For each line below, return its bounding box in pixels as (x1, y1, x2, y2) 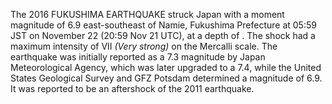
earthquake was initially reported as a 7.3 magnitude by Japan (10, 51, 266, 63)
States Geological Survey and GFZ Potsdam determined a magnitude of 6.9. (10, 72, 323, 84)
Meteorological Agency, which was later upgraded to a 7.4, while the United (10, 62, 322, 73)
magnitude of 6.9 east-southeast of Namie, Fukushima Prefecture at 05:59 (10, 19, 317, 31)
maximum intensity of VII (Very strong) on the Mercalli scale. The (10, 40, 278, 52)
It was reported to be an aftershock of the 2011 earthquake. (10, 83, 255, 94)
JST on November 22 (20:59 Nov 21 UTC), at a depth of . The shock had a (10, 30, 316, 41)
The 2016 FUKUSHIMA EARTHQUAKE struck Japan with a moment (10, 9, 285, 20)
